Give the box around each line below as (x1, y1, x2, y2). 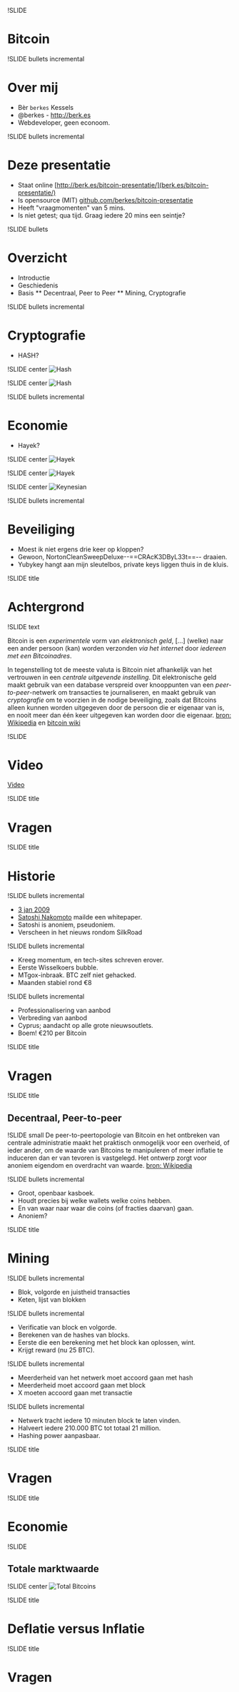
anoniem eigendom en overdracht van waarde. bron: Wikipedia (7, 1161, 193, 1170)
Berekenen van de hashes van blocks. (17, 1330, 130, 1339)
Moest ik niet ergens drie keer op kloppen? (17, 545, 144, 554)
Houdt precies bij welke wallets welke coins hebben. (17, 1196, 173, 1205)
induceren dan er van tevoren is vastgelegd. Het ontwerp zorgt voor (7, 1153, 207, 1162)
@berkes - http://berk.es (17, 111, 91, 119)
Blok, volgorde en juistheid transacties (17, 1288, 131, 1296)
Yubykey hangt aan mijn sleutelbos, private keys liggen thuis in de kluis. (17, 560, 229, 569)
